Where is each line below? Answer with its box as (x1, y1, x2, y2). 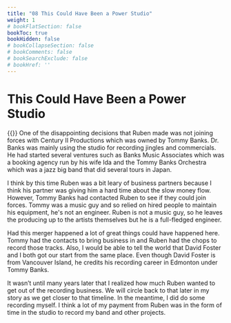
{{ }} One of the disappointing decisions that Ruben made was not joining (7, 128, 214, 137)
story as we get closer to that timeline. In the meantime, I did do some (7, 293, 205, 302)
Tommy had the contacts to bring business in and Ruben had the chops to (7, 236, 217, 244)
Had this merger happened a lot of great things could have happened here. (7, 228, 220, 237)
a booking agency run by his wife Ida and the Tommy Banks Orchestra (7, 158, 207, 166)
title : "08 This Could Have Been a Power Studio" (7, 10, 153, 17)
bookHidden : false (7, 36, 60, 43)
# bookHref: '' (7, 61, 51, 68)
